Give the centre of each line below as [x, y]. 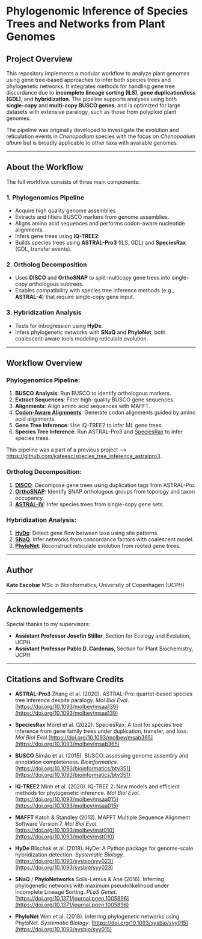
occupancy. [29, 498]
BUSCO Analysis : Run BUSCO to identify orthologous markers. [93, 394]
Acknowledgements [45, 610]
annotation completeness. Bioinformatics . [66, 762]
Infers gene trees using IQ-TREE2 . [57, 236]
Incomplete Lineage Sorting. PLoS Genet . [66, 892]
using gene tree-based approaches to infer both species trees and [89, 80]
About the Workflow [45, 167]
